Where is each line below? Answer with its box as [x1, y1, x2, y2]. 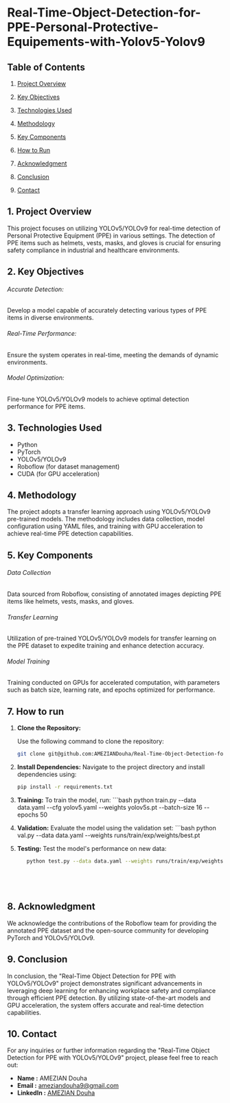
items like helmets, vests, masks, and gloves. [7, 598, 135, 606]
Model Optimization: [7, 374, 65, 382]
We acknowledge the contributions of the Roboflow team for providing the [7, 919, 217, 927]
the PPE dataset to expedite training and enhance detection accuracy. [7, 641, 205, 650]
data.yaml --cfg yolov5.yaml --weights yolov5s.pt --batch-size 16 [16, 804, 203, 811]
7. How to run [7, 705, 65, 717]
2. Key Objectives [7, 266, 84, 277]
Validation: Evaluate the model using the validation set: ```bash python [16, 824, 216, 832]
